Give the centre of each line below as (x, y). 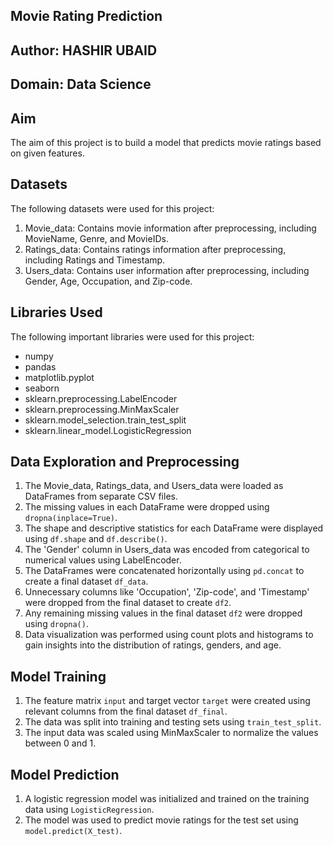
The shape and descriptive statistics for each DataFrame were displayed (174, 528)
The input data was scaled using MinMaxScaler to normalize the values (171, 733)
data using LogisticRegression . (89, 810)
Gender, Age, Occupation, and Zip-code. (108, 281)
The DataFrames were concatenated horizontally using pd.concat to (164, 571)
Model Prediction (65, 774)
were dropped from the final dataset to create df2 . (128, 603)
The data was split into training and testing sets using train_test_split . (173, 722)
